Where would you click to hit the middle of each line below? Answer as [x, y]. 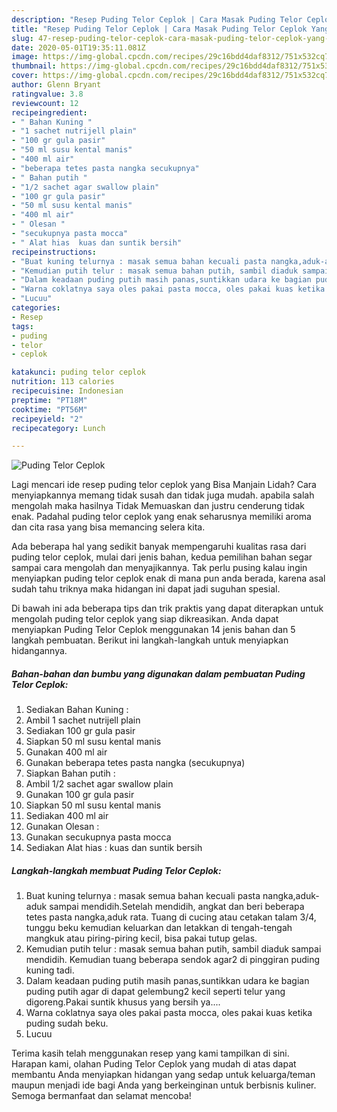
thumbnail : [34, 66]
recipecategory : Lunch [58, 428]
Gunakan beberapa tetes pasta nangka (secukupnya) [135, 763]
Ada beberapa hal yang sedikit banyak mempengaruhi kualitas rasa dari [159, 547]
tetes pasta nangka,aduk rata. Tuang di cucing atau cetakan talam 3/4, [171, 917]
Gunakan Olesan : [62, 827]
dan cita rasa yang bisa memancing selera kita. [108, 527]
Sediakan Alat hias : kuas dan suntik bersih [114, 848]
